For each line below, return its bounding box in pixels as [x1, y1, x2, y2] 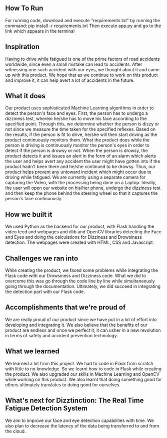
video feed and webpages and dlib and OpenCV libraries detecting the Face [5, 229, 161, 235]
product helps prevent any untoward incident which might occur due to [5, 169, 151, 175]
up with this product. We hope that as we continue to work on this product [5, 72, 158, 78]
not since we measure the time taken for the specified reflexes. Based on [5, 126, 156, 132]
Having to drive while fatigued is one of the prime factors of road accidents [5, 56, 160, 62]
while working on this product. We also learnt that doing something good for [5, 376, 162, 382]
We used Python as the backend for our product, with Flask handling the [5, 223, 154, 230]
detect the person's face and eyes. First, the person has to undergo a [5, 110, 148, 116]
